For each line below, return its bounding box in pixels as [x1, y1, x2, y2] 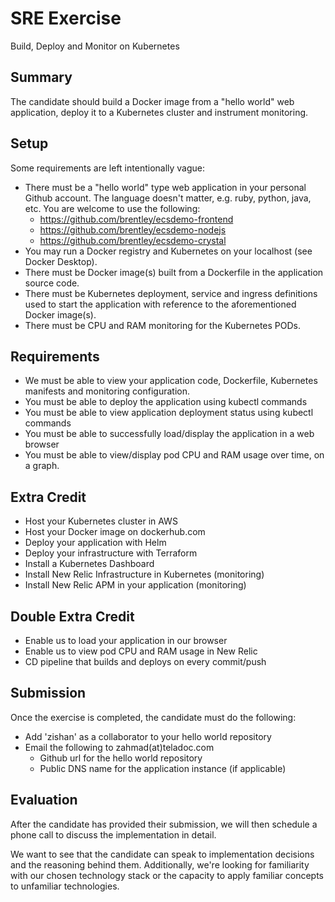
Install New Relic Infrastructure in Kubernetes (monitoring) [24, 568, 265, 581]
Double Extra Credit [10, 608, 135, 625]
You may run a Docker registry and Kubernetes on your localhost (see [24, 245, 313, 257]
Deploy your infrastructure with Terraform [24, 547, 198, 559]
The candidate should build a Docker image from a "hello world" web [10, 95, 295, 107]
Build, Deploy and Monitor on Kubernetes [10, 40, 180, 52]
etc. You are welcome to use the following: [24, 202, 201, 214]
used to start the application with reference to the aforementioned [24, 298, 297, 310]
